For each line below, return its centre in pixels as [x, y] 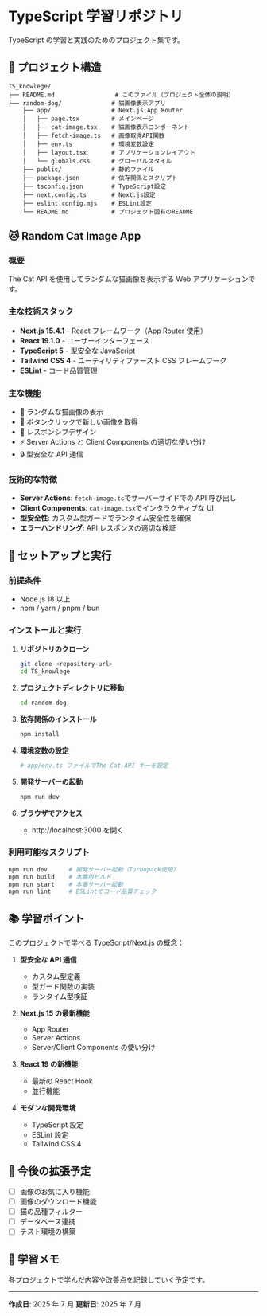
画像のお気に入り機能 [54, 1191]
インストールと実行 [45, 630]
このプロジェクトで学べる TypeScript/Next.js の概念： [97, 943]
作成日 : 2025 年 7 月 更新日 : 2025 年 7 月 [75, 1304]
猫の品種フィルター [51, 1212]
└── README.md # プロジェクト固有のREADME [108, 212]
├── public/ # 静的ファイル [89, 169]
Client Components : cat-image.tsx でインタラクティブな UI [117, 508]
